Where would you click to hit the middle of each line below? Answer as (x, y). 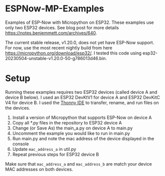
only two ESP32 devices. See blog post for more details (62, 27)
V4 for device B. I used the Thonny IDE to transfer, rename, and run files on (82, 103)
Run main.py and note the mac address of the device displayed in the (83, 138)
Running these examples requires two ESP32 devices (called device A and (81, 92)
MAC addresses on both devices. (39, 169)
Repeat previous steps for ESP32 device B (56, 154)
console (20, 144)
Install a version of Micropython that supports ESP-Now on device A (82, 117)
